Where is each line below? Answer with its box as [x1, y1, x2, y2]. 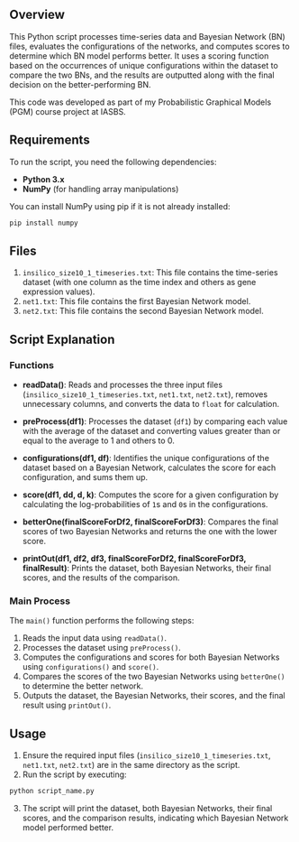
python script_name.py [9, 787, 95, 796]
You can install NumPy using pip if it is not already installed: [9, 200, 231, 211]
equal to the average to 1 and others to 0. [22, 435, 176, 446]
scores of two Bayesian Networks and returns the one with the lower [22, 526, 277, 536]
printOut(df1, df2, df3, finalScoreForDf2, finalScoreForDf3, [22, 553, 247, 563]
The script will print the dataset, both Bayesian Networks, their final [22, 802, 273, 813]
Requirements [9, 133, 90, 148]
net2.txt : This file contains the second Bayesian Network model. [22, 306, 264, 317]
